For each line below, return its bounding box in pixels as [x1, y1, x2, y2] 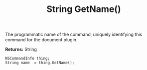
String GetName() [46, 3, 121, 15]
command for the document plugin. [5, 37, 78, 43]
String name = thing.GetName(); [5, 61, 75, 66]
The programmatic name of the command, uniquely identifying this [5, 31, 143, 38]
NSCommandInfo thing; [5, 56, 50, 61]
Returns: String [5, 46, 37, 53]
